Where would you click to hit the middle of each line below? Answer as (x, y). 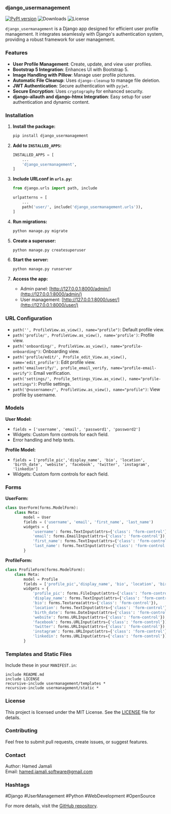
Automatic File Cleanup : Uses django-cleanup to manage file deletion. (86, 80)
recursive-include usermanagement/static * (52, 688)
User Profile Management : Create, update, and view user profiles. (82, 64)
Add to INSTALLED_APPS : (37, 145)
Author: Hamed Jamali (29, 766)
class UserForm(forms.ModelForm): (42, 508)
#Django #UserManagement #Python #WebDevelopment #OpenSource (80, 796)
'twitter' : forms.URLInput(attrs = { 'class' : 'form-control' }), (100, 627)
